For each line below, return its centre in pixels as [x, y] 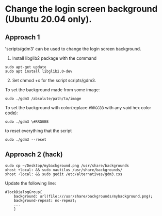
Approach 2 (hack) [34, 155]
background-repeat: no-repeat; [45, 200]
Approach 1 [23, 37]
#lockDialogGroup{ [24, 192]
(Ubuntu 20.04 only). [49, 19]
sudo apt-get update [26, 67]
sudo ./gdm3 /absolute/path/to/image [43, 99]
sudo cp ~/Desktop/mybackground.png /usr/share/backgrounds [67, 166]
